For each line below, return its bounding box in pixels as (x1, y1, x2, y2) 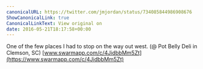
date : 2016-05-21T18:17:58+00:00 (6, 26, 91, 32)
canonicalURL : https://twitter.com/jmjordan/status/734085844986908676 (6, 9, 192, 15)
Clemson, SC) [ (6, 49, 45, 57)
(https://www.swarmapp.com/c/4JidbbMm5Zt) (6, 56, 124, 63)
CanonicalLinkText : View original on (6, 20, 102, 26)
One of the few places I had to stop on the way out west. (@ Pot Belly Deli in (6, 43, 198, 50)
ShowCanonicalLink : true (6, 15, 69, 21)
